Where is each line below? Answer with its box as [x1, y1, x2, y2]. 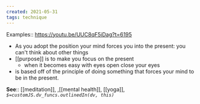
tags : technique [6, 14, 47, 20]
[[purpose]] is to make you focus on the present [14, 55, 134, 62]
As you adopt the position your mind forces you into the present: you [14, 42, 186, 50]
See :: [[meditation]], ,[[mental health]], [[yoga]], [6, 85, 125, 93]
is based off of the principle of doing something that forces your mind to [14, 68, 195, 75]
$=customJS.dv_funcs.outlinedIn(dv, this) [6, 92, 114, 98]
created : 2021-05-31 [6, 8, 58, 15]
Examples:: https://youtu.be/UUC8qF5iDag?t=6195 [6, 30, 133, 38]
